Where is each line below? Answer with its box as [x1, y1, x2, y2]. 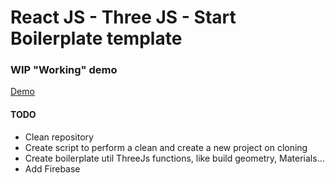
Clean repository [24, 131, 94, 143]
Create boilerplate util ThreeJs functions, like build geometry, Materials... [24, 152, 325, 164]
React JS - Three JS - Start [10, 6, 237, 29]
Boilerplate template [10, 27, 183, 50]
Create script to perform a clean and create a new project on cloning [24, 141, 308, 153]
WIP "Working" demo [10, 63, 118, 77]
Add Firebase [24, 162, 81, 175]
